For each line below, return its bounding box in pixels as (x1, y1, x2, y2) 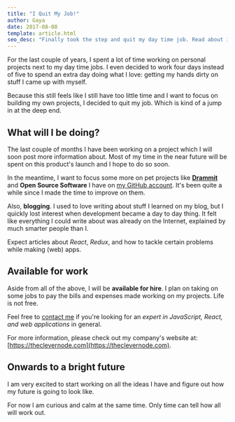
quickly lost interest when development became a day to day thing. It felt (7, 209, 217, 218)
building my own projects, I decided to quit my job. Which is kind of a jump (7, 99, 222, 107)
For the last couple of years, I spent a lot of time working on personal (7, 55, 206, 64)
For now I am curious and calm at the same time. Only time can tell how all (7, 400, 222, 409)
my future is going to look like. (7, 387, 94, 395)
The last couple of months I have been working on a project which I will (7, 145, 213, 153)
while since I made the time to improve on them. (7, 188, 145, 197)
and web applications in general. (7, 320, 102, 328)
